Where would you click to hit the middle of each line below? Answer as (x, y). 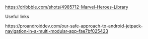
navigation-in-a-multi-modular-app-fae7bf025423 (57, 31)
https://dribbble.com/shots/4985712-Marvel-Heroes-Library (67, 7)
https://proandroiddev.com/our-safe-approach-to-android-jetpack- (74, 26)
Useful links (17, 16)
